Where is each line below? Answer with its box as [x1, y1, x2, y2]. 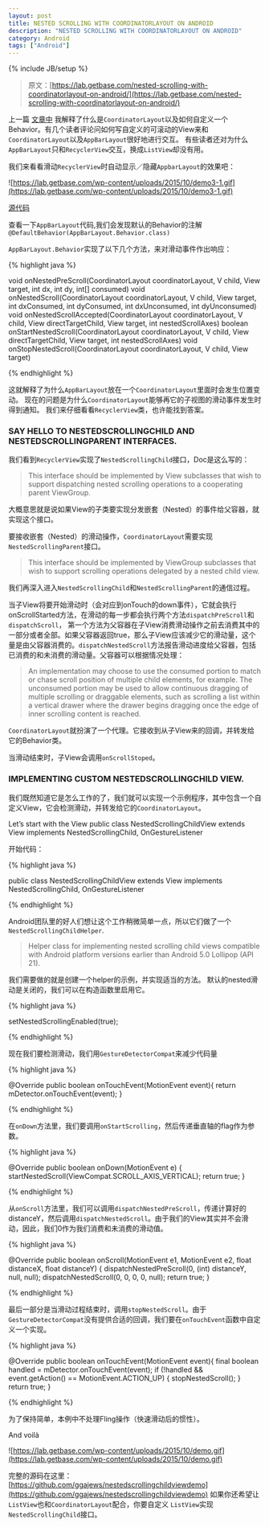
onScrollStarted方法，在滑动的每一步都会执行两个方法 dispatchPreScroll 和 [8, 610, 255, 620]
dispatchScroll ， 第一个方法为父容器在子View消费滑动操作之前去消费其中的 [8, 620, 260, 630]
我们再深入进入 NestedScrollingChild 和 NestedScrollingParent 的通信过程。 [8, 583, 255, 593]
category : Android [8, 34, 70, 43]
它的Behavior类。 [8, 736, 67, 745]
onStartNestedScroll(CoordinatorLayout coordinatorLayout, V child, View [8, 327, 249, 337]
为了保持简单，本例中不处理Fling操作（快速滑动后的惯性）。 [8, 1414, 204, 1423]
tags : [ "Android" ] [8, 42, 70, 50]
